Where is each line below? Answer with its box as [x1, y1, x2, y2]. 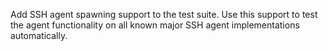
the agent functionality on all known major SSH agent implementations [10, 19, 300, 31]
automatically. [10, 30, 68, 41]
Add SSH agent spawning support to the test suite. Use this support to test [10, 9, 318, 20]
